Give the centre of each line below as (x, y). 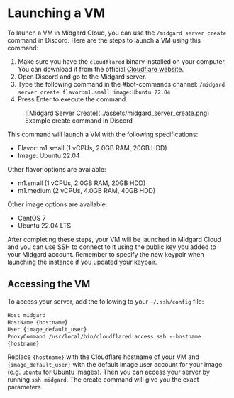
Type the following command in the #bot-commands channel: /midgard (121, 84)
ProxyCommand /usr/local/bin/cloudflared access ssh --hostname (104, 336)
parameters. (25, 387)
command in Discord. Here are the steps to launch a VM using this (104, 40)
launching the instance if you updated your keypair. (82, 262)
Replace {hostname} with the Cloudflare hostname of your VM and (104, 357)
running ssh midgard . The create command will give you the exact (104, 379)
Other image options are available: (57, 204)
